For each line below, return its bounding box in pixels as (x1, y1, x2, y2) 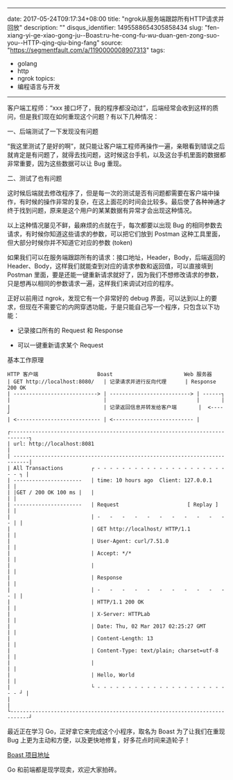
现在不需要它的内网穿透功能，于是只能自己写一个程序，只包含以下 (25, 303, 214, 311)
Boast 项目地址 (7, 751, 50, 758)
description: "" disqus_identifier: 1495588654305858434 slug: (24, 24, 203, 31)
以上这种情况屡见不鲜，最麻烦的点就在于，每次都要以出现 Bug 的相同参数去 (7, 221, 223, 229)
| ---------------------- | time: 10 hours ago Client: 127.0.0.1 (7, 477, 213, 484)
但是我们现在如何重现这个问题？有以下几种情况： (19, 113, 159, 120)
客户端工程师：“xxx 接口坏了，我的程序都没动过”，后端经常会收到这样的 (7, 104, 213, 112)
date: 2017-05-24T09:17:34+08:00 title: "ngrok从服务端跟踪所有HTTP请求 (7, 15, 218, 23)
